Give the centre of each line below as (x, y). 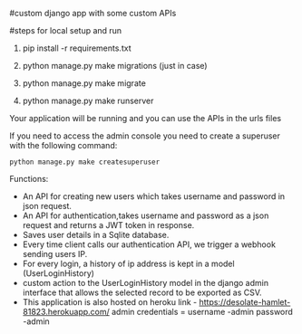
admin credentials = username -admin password (202, 312)
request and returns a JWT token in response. (108, 225)
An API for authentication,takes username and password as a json (146, 215)
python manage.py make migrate (84, 83)
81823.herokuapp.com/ (66, 312)
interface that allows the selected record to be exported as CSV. (142, 292)
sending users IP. (55, 254)
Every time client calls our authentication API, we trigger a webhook (149, 244)
